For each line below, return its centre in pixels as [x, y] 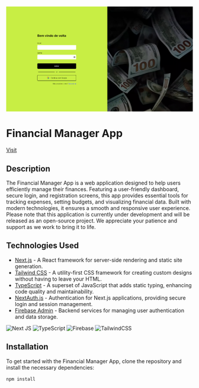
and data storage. [36, 317]
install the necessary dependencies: [50, 367]
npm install [21, 379]
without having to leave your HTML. [58, 279]
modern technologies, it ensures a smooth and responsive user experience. [98, 208]
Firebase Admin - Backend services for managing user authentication [99, 310]
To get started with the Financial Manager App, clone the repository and [94, 361]
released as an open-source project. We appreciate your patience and [92, 221]
